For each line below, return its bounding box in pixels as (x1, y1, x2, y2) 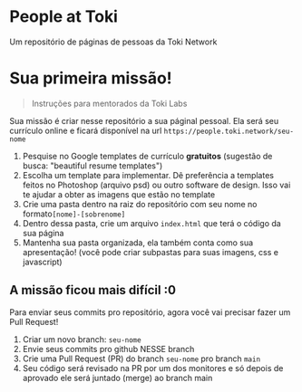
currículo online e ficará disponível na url (9, 125, 162, 136)
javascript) (22, 256, 63, 267)
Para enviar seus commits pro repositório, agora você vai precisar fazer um (9, 306, 291, 318)
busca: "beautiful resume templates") (22, 160, 163, 171)
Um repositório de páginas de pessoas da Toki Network (9, 36, 218, 47)
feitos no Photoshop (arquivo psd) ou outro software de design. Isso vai (22, 179, 291, 190)
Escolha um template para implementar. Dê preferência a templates (22, 169, 275, 180)
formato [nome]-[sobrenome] (22, 208, 126, 219)
